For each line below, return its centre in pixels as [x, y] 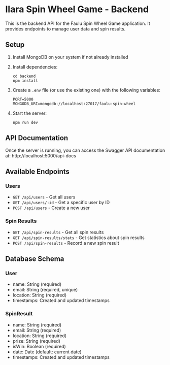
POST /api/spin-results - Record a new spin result [66, 243]
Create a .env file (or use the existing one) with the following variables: [87, 90]
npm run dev [25, 122]
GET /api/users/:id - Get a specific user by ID [61, 203]
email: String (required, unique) [45, 290]
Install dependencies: [35, 67]
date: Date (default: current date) [47, 352]
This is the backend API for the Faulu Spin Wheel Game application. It [78, 23]
